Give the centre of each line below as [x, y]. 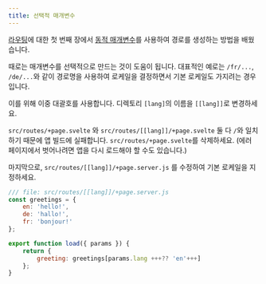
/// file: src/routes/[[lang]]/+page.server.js [89, 192]
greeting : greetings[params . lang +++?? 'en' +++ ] [119, 258]
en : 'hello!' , [46, 207]
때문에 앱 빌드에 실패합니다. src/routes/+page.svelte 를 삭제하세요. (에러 [137, 140]
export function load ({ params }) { [69, 243]
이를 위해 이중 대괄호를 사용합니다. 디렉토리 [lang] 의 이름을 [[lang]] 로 [119, 103]
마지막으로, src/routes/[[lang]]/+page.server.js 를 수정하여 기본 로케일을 [128, 167]
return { [37, 251]
